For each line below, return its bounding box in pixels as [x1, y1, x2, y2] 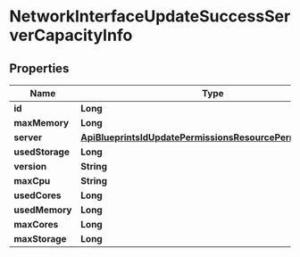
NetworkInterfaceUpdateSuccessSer [9, 6, 291, 27]
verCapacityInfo [9, 25, 133, 46]
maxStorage [13, 233, 67, 245]
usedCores [13, 189, 62, 202]
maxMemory [13, 117, 70, 128]
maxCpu [13, 175, 51, 187]
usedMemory [13, 203, 72, 216]
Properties [9, 61, 70, 76]
